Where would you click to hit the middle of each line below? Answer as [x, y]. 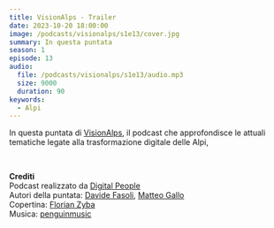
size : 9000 [37, 83]
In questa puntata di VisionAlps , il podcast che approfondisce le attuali [137, 133]
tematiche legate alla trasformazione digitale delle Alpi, [109, 142]
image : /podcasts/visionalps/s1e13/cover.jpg [94, 34]
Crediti [22, 177]
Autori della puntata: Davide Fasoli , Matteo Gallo [97, 195]
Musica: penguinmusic [50, 214]
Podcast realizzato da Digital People [75, 186]
